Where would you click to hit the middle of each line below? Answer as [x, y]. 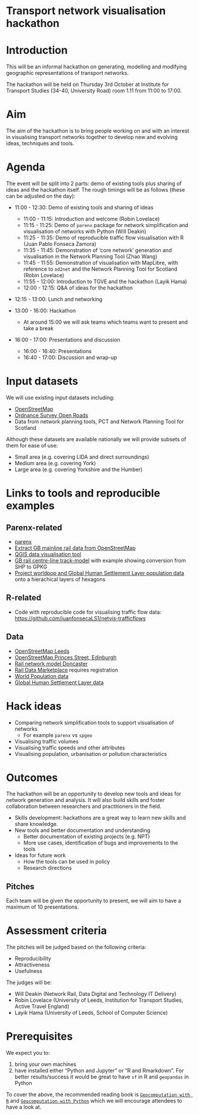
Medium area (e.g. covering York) [55, 463]
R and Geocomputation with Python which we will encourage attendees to [94, 1101]
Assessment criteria [57, 931]
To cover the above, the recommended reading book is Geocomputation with [98, 1094]
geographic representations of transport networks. [68, 73]
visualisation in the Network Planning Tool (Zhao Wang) [90, 256]
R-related [24, 598]
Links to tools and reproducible [83, 493]
